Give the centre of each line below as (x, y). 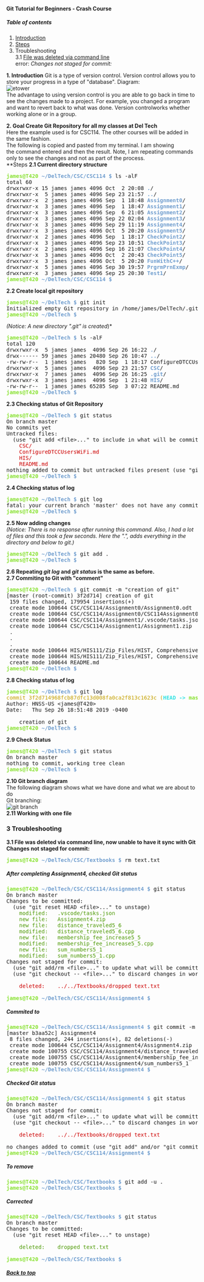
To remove (20, 1167)
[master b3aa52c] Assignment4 (51, 1033)
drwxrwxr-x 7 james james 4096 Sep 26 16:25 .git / (87, 374)
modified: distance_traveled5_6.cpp (77, 931)
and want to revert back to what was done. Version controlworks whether (98, 107)
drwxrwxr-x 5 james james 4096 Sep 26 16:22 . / (82, 350)
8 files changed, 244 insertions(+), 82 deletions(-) (91, 1039)
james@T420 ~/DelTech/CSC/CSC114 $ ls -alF (72, 176)
